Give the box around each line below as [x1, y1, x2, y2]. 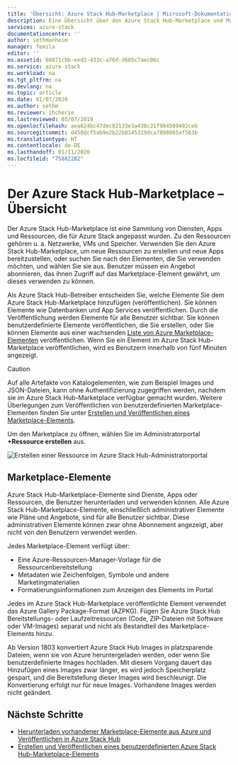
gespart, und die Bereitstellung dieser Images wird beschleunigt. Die [7, 673, 208, 681]
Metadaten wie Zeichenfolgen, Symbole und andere [17, 570, 169, 579]
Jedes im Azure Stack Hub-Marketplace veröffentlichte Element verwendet [7, 599, 227, 608]
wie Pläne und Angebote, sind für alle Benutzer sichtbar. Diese [7, 513, 190, 521]
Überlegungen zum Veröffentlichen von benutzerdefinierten [7, 401, 182, 409]
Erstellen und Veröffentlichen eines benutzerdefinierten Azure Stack [17, 742, 217, 751]
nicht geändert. [7, 688, 52, 696]
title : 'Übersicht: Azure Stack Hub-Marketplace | [7, 10, 160, 18]
